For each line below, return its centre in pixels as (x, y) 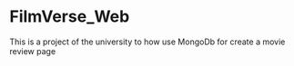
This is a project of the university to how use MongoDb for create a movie (147, 42)
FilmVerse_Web (70, 17)
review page (33, 51)
